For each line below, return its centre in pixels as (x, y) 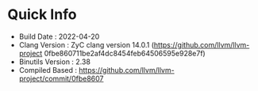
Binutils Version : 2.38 (54, 62)
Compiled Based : (48, 70)
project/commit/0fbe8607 (61, 78)
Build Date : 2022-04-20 (59, 36)
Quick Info (42, 15)
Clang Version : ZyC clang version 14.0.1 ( (87, 44)
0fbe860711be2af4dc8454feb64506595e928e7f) (125, 53)
